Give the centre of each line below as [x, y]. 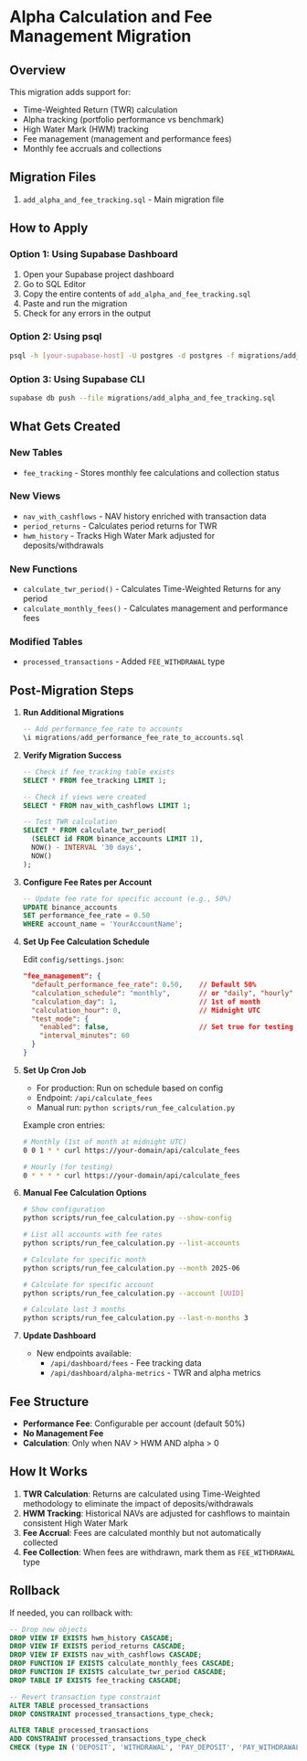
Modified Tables [46, 642]
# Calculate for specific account [88, 1284]
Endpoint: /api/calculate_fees [95, 1097]
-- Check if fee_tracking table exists [99, 772]
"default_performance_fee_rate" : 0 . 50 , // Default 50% [144, 985]
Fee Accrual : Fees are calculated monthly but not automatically [142, 1532]
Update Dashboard [59, 1336]
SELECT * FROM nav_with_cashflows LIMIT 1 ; [107, 805]
